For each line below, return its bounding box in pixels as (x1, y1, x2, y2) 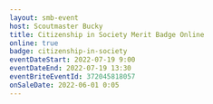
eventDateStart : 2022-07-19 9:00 (9, 55, 136, 64)
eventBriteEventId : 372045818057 (9, 72, 136, 81)
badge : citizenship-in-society (9, 47, 128, 56)
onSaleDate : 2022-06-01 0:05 (9, 80, 120, 90)
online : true (9, 38, 59, 48)
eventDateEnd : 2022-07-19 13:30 (9, 64, 131, 73)
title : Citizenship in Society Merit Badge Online (9, 30, 205, 39)
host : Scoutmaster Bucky (9, 22, 103, 31)
